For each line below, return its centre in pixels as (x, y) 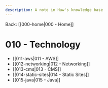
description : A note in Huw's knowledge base (54, 10)
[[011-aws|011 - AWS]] (36, 58)
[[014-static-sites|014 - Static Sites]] (51, 74)
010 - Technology (43, 45)
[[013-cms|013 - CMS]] (37, 69)
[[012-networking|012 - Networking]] (51, 64)
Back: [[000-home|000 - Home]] (40, 24)
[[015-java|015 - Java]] (37, 80)
